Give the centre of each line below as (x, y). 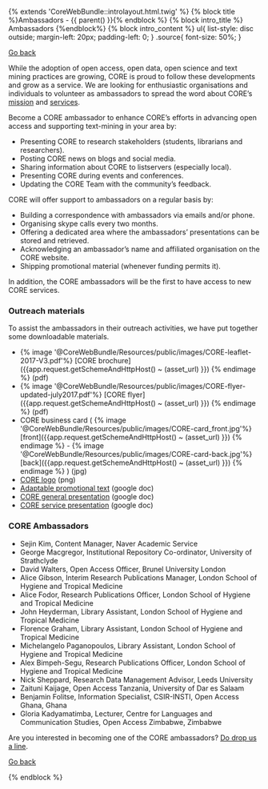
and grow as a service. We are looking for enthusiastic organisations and (128, 85)
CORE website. (44, 258)
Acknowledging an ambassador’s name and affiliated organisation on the (140, 249)
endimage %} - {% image (62, 446)
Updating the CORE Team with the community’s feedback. (116, 184)
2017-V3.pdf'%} (46, 361)
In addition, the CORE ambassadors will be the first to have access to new (130, 282)
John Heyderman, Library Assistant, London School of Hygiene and (131, 611)
